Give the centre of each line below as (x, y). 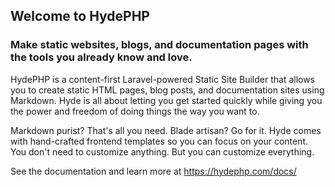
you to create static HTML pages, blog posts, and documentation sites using (167, 90)
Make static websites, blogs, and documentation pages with (159, 45)
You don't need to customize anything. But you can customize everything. (162, 151)
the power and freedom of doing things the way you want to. (135, 111)
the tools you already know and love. (101, 57)
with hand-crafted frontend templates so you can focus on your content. (159, 141)
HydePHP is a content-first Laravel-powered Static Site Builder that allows (163, 79)
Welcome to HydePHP (80, 16)
